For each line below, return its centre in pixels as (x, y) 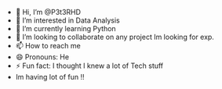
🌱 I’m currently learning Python (66, 28)
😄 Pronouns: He (42, 57)
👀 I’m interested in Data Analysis (67, 20)
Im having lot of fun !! (50, 77)
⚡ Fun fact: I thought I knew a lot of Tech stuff (89, 66)
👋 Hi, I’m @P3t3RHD (48, 12)
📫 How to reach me (48, 46)
